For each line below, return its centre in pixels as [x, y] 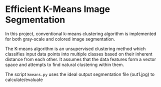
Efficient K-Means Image [58, 9]
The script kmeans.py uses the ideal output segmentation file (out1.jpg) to [80, 74]
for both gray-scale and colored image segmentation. [60, 39]
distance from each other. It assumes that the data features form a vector [81, 59]
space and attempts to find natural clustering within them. [64, 64]
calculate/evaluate [24, 79]
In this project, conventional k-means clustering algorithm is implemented [81, 33]
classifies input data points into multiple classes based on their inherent [79, 54]
